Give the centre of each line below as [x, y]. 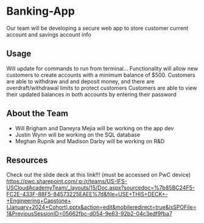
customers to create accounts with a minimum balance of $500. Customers [101, 75]
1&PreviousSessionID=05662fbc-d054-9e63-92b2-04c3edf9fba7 [89, 214]
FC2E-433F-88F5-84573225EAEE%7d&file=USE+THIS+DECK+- [87, 194]
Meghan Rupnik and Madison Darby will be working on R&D [90, 141]
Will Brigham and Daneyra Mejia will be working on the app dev [94, 128]
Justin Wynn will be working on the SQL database [78, 135]
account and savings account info [49, 34]
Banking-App [40, 11]
